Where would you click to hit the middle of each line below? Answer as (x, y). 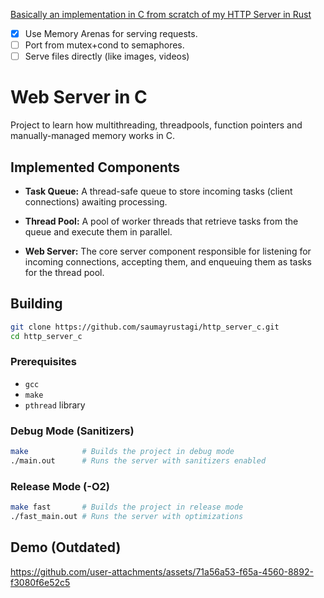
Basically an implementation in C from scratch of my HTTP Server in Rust (161, 14)
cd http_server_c (46, 336)
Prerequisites (43, 362)
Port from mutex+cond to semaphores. (104, 45)
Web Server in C (79, 97)
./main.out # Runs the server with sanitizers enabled (138, 460)
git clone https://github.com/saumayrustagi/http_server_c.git (145, 327)
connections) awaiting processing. (96, 201)
